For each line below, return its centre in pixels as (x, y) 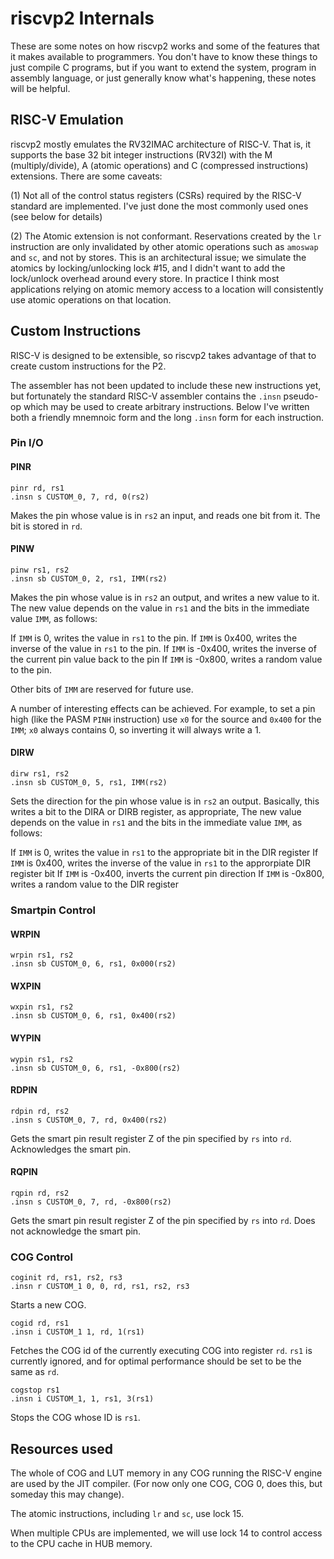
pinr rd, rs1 (37, 488)
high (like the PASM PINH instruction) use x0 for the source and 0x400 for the (166, 719)
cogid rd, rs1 (40, 1323)
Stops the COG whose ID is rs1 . (75, 1418)
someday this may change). (67, 1494)
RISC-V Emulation (67, 120)
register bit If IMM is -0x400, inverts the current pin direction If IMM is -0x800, (167, 874)
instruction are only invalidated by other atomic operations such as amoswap (164, 246)
